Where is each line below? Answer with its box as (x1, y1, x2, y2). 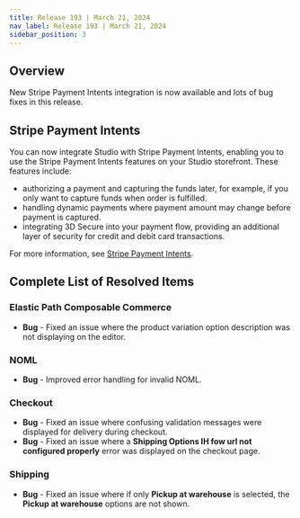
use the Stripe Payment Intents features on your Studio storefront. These (9, 156, 278, 166)
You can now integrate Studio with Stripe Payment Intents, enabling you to (9, 147, 285, 157)
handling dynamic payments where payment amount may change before (22, 202, 292, 212)
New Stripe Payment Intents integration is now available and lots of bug (9, 87, 274, 98)
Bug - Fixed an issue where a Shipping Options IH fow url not (22, 436, 252, 447)
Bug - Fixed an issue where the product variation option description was (22, 321, 290, 333)
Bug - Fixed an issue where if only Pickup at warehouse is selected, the (22, 488, 290, 499)
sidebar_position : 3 (9, 30, 87, 39)
